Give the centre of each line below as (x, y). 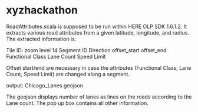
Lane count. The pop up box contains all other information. (77, 103)
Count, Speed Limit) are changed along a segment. (68, 74)
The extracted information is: (41, 39)
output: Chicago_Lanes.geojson (45, 85)
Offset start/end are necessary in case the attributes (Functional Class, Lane (99, 67)
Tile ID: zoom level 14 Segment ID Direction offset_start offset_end (86, 50)
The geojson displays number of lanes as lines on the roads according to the (99, 97)
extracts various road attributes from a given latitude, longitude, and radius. (98, 32)
